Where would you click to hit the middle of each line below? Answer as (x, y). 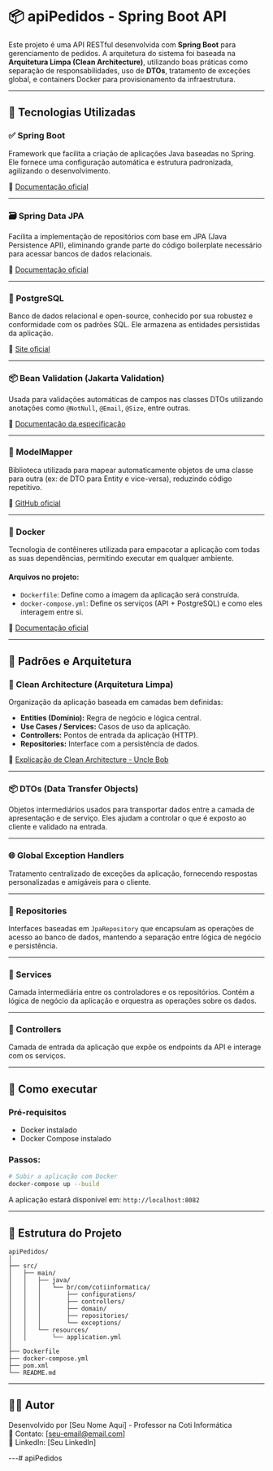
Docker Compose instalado (66, 1139)
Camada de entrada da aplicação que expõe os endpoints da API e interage (135, 1047)
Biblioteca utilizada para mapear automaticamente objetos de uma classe (131, 470)
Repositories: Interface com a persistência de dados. (110, 744)
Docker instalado (48, 1130)
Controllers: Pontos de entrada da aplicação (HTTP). (109, 735)
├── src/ (23, 1266)
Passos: (24, 1160)
